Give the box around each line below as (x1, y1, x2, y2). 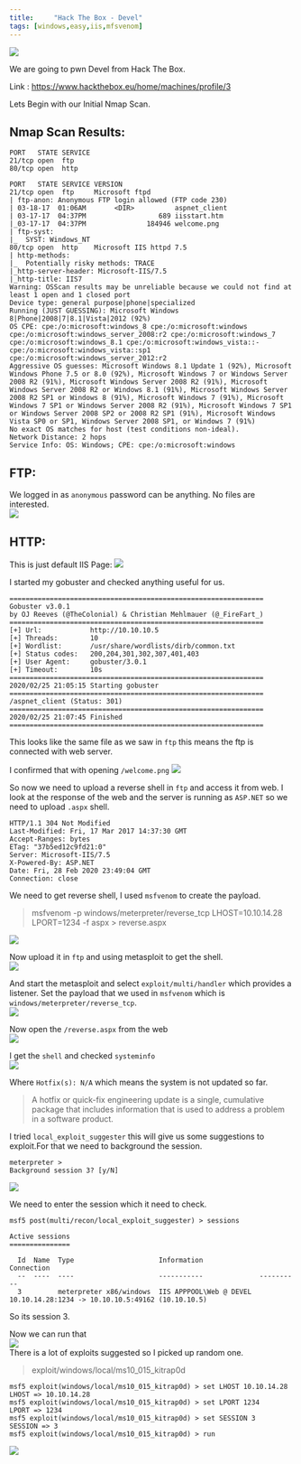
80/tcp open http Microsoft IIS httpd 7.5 (9, 243, 187, 253)
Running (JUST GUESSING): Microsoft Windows (9, 306, 179, 316)
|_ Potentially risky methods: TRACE (9, 259, 155, 268)
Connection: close (9, 873, 78, 883)
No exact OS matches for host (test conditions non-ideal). (9, 425, 241, 434)
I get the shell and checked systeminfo (9, 1049, 156, 1061)
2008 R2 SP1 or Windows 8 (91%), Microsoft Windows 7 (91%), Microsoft (9, 394, 284, 403)
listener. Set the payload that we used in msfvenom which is (9, 987, 225, 998)
